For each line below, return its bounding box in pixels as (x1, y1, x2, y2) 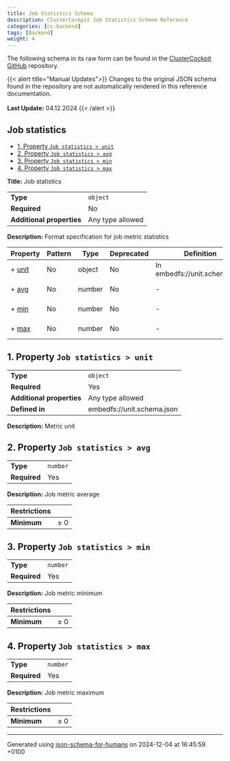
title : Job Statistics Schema (7, 10, 94, 17)
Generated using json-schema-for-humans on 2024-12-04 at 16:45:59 (7, 740, 206, 749)
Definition (183, 248, 217, 258)
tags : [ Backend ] (7, 29, 53, 36)
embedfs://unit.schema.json (88, 404, 178, 413)
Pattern (47, 248, 72, 258)
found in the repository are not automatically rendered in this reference (7, 82, 207, 90)
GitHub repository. (7, 62, 60, 70)
